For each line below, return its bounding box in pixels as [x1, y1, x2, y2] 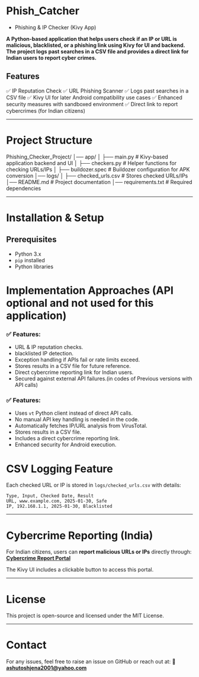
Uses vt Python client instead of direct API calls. [14, 409, 133, 417]
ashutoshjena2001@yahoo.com [6, 665, 87, 672]
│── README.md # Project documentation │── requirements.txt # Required [6, 178, 192, 185]
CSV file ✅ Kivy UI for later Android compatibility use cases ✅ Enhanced [6, 94, 182, 101]
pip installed [14, 256, 46, 263]
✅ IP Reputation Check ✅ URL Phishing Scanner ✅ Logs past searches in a [6, 87, 189, 94]
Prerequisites [6, 234, 57, 244]
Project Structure [6, 134, 93, 147]
